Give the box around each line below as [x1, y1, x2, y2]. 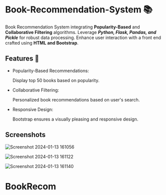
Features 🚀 [5, 54, 39, 63]
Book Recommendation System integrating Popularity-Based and [5, 23, 141, 30]
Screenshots [5, 130, 46, 139]
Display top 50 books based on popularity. [12, 77, 100, 83]
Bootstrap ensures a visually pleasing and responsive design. [12, 116, 139, 122]
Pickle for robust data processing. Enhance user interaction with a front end [5, 34, 161, 40]
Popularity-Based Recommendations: [12, 67, 89, 73]
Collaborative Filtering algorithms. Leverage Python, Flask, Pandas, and [5, 29, 157, 35]
